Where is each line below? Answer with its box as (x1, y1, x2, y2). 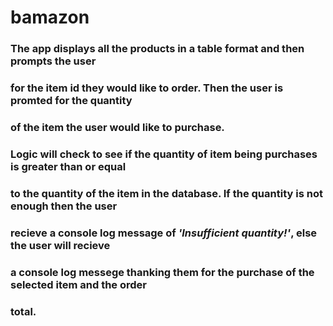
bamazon (10, 6, 90, 29)
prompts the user (10, 54, 97, 68)
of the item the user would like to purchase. (10, 120, 225, 134)
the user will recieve (10, 238, 111, 252)
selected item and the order (10, 277, 148, 291)
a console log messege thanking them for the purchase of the (10, 265, 315, 279)
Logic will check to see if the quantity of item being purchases (10, 147, 318, 161)
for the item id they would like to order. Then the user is (10, 81, 284, 95)
